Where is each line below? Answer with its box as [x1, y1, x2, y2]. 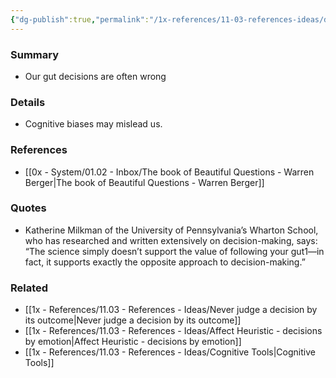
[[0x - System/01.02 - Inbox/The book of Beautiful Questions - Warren [24, 166, 315, 178]
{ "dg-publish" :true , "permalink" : [10, 14, 150, 25]
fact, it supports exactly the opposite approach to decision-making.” [24, 256, 306, 268]
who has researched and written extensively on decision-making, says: [24, 234, 318, 246]
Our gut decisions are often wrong [24, 70, 167, 82]
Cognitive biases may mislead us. [24, 118, 163, 130]
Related [10, 281, 49, 295]
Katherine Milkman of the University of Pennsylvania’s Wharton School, [24, 224, 319, 236]
